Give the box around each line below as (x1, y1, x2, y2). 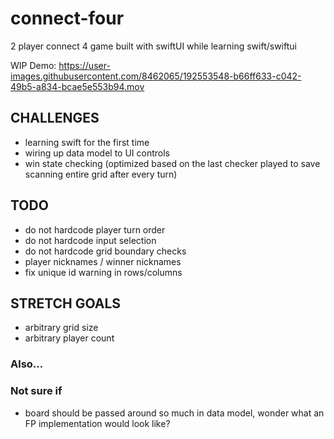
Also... (10, 357, 44, 371)
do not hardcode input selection (24, 234, 157, 246)
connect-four (10, 7, 125, 30)
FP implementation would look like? (24, 417, 171, 429)
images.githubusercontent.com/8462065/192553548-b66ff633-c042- (10, 70, 302, 82)
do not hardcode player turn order (24, 223, 166, 236)
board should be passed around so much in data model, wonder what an (24, 407, 325, 419)
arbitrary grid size (24, 322, 99, 334)
